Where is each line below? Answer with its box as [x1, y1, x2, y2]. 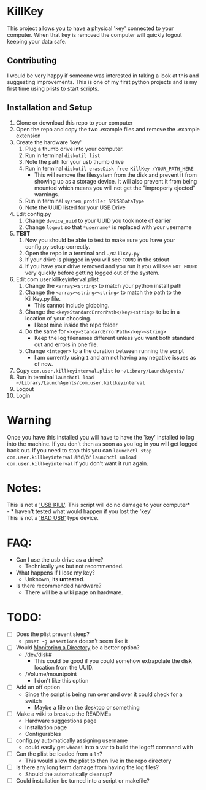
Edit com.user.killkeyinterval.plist [15, 275, 99, 283]
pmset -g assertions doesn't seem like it [25, 637, 128, 645]
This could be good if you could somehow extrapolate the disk [34, 657, 193, 665]
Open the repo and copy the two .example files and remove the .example [15, 125, 200, 133]
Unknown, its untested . [25, 576, 85, 583]
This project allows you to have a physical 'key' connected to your [7, 25, 174, 32]
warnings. [34, 190, 60, 198]
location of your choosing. [25, 314, 91, 322]
